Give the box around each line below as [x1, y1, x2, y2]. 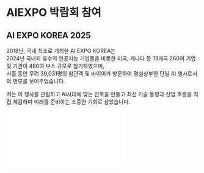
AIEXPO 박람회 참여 [6, 5, 102, 19]
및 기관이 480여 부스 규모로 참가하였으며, [6, 62, 105, 69]
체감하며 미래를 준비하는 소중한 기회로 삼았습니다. [12, 98, 130, 105]
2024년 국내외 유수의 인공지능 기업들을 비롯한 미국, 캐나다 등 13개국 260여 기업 [6, 55, 196, 62]
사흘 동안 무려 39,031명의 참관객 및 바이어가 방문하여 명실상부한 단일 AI [6, 70, 177, 77]
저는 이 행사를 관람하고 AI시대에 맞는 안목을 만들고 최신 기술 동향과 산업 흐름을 [6, 91, 192, 97]
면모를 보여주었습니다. [12, 77, 65, 85]
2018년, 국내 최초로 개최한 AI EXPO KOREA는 [6, 47, 116, 54]
